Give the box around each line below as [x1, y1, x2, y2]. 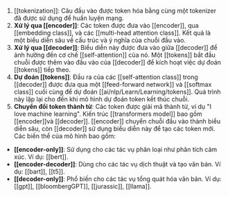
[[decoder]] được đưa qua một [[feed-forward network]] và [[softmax [13, 80, 212, 88]
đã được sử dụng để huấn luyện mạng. [13, 14, 124, 22]
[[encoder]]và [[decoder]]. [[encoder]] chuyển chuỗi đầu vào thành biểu [13, 117, 220, 125]
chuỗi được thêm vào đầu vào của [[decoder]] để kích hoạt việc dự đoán [13, 58, 222, 66]
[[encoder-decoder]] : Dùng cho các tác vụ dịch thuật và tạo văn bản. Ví [13, 160, 221, 168]
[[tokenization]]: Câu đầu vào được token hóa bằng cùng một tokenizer [13, 7, 217, 15]
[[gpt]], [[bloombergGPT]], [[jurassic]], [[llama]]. [13, 182, 152, 190]
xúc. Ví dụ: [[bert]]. [13, 153, 69, 161]
